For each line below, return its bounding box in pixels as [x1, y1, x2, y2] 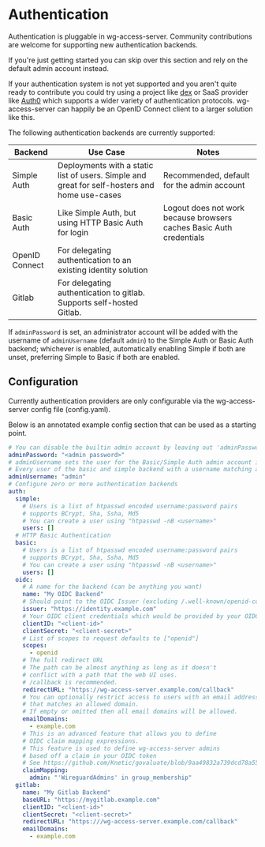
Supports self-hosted [58, 297, 139, 308]
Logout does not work [162, 202, 245, 213]
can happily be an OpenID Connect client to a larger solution [57, 104, 254, 114]
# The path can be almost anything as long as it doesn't [22, 664, 217, 672]
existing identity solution [58, 264, 148, 275]
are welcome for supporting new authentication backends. [8, 39, 199, 49]
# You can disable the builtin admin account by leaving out [8, 444, 214, 452]
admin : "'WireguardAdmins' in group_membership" [28, 774, 192, 782]
